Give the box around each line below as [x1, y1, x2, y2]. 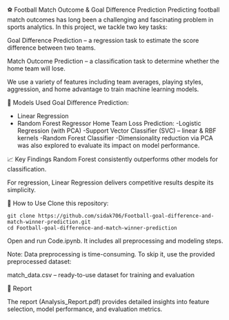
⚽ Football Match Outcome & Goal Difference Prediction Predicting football [7, 6, 220, 14]
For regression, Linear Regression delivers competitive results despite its [7, 178, 214, 187]
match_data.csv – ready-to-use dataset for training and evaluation [7, 271, 195, 279]
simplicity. [7, 186, 36, 194]
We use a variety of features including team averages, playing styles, [7, 78, 203, 86]
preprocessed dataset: [7, 258, 72, 265]
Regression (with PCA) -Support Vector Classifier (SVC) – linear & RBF [17, 126, 217, 135]
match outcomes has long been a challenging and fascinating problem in [7, 16, 214, 23]
